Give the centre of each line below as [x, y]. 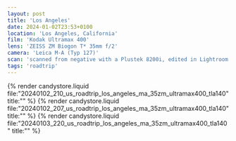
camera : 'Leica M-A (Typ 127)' [53, 53]
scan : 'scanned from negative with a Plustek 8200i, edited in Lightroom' [119, 60]
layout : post [26, 14]
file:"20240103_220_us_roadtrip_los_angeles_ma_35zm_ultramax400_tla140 [117, 123]
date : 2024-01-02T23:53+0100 [50, 27]
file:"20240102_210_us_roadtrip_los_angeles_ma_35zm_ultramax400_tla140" [118, 93]
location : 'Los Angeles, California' [63, 33]
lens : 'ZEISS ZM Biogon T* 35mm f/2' [63, 46]
